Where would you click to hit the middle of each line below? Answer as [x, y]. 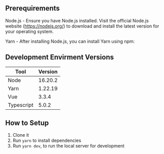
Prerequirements [32, 8]
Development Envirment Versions [60, 57]
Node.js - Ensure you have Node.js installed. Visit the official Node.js [77, 20]
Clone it [21, 135]
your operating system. [30, 31]
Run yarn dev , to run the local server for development [69, 146]
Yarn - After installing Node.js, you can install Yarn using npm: [70, 41]
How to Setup [27, 123]
